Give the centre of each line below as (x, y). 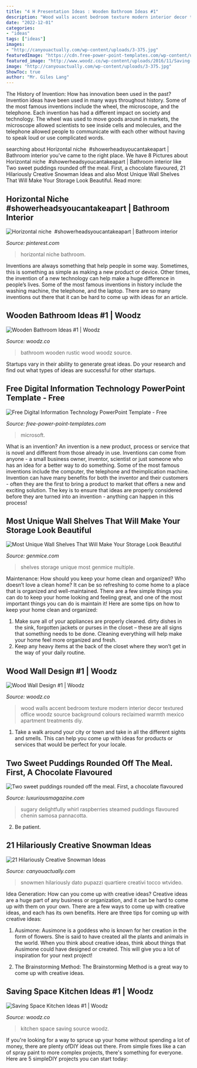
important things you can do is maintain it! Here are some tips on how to (93, 603)
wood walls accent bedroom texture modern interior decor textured (102, 708)
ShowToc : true (23, 72)
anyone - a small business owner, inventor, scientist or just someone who (94, 459)
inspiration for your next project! (53, 955)
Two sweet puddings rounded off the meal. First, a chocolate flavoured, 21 (96, 168)
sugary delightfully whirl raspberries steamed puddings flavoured (99, 809)
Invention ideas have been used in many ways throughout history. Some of (96, 100)
